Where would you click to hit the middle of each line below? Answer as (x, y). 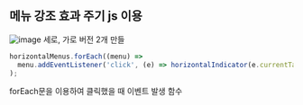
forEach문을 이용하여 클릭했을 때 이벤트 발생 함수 (96, 92)
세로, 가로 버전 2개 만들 (84, 39)
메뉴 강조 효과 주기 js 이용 (76, 16)
